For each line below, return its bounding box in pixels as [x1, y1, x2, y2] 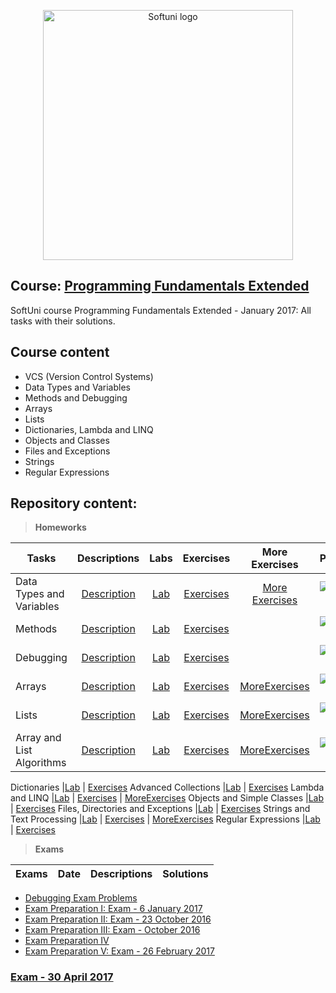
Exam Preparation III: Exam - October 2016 [24, 924, 201, 936]
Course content [10, 344, 110, 361]
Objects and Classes [24, 434, 110, 446]
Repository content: [10, 495, 138, 512]
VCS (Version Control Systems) [24, 370, 154, 382]
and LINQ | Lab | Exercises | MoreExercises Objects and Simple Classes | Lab [10, 792, 325, 804]
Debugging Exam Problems [24, 892, 138, 904]
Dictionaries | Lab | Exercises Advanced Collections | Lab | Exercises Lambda [10, 781, 325, 794]
